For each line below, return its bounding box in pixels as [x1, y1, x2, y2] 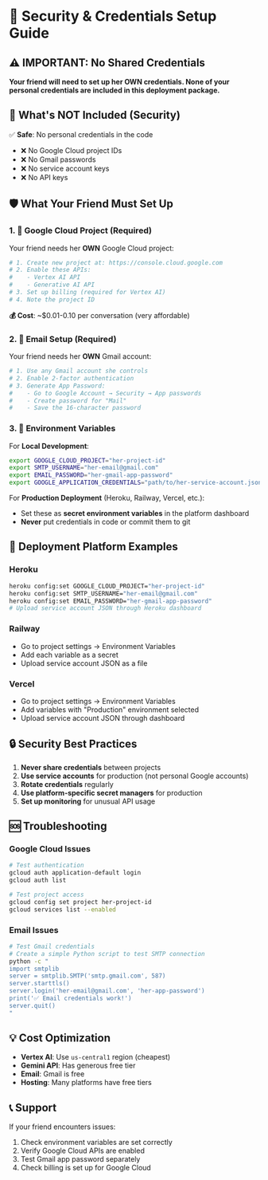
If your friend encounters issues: [9, 1122, 116, 1131]
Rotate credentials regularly [20, 779, 114, 789]
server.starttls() [9, 980, 70, 988]
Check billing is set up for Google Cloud [20, 1163, 152, 1173]
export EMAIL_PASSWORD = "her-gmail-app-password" [9, 471, 173, 479]
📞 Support [9, 1100, 57, 1115]
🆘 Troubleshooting [9, 820, 107, 833]
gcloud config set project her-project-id [9, 898, 152, 906]
